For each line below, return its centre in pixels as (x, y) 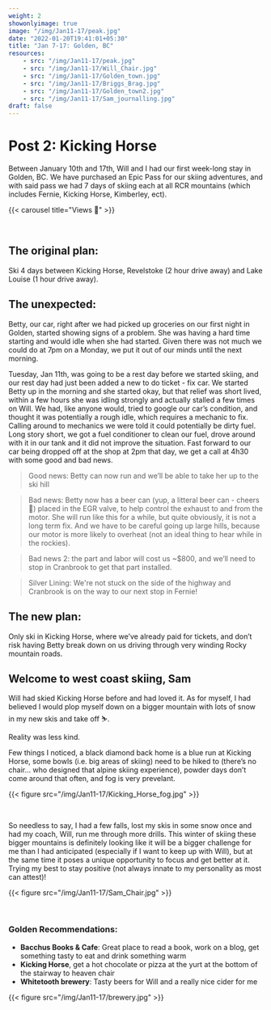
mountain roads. (36, 653)
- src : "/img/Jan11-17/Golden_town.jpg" (92, 76)
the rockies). (49, 543)
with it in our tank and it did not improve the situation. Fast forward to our (130, 442)
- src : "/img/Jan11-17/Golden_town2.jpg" (93, 91)
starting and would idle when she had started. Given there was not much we (135, 341)
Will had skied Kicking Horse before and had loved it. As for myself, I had (130, 698)
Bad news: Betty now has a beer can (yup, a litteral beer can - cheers (144, 500)
